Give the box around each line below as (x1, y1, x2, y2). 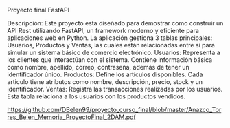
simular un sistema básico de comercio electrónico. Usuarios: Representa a (7, 48, 221, 56)
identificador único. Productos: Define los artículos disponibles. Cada (7, 70, 203, 78)
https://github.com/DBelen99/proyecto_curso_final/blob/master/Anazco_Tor (7, 106, 222, 114)
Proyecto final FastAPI (7, 6, 70, 14)
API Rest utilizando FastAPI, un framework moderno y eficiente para (7, 27, 199, 34)
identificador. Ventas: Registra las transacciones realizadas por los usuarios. (7, 85, 223, 93)
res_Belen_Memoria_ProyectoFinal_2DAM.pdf (7, 113, 136, 121)
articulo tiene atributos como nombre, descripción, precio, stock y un (7, 78, 203, 85)
